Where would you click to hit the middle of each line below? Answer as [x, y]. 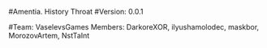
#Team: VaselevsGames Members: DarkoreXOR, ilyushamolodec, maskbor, [134, 27]
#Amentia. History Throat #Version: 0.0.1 [76, 12]
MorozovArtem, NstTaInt [49, 36]
